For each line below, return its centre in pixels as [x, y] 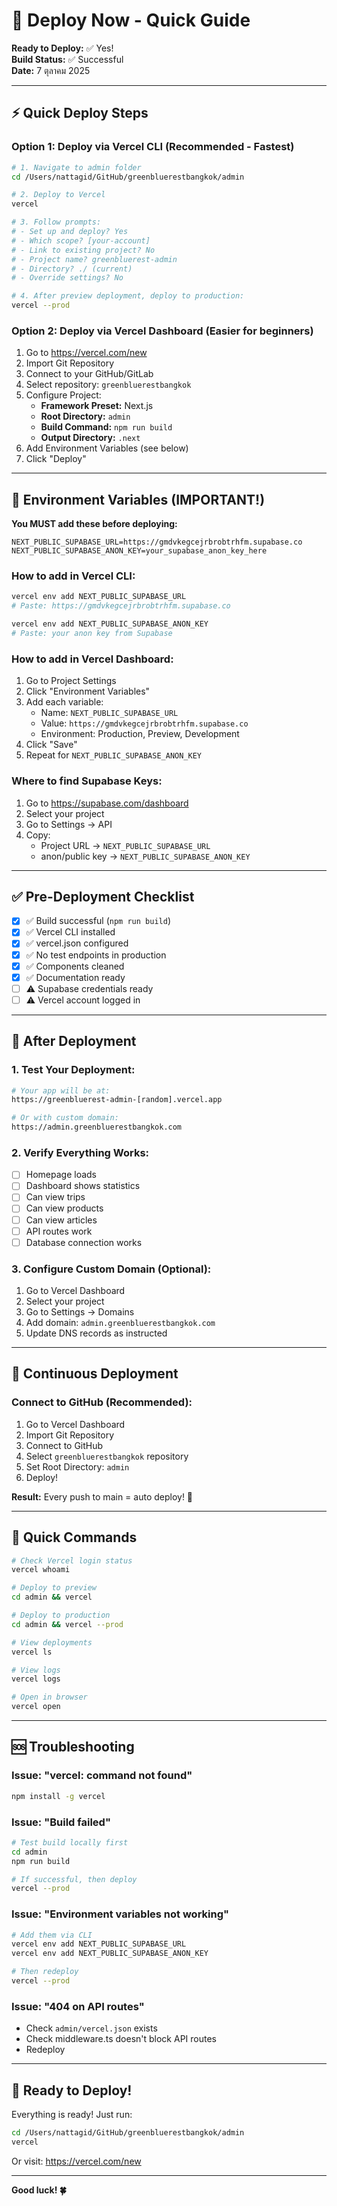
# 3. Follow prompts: [56, 222]
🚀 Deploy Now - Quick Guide [131, 20]
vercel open [36, 1707]
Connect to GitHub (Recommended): [102, 1402]
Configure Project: [63, 395]
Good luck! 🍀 [39, 2190]
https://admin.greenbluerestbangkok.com [97, 1127]
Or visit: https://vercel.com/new [76, 2161]
